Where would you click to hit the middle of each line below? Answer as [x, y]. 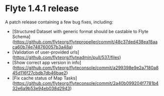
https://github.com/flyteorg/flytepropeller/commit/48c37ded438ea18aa [86, 41]
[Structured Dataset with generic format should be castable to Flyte [80, 31]
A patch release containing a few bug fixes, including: [59, 22]
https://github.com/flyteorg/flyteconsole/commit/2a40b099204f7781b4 [86, 83]
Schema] [21, 37]
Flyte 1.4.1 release [42, 9]
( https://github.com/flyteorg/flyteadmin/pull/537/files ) [67, 57]
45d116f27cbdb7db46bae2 [39, 73]
